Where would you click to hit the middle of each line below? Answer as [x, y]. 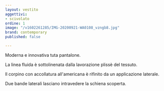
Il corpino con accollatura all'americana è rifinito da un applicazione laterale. [82, 74]
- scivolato [17, 19]
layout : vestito [22, 10]
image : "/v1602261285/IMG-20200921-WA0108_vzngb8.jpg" [62, 28]
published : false [23, 37]
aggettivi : [16, 14]
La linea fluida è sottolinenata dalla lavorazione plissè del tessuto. [71, 65]
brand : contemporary [26, 32]
